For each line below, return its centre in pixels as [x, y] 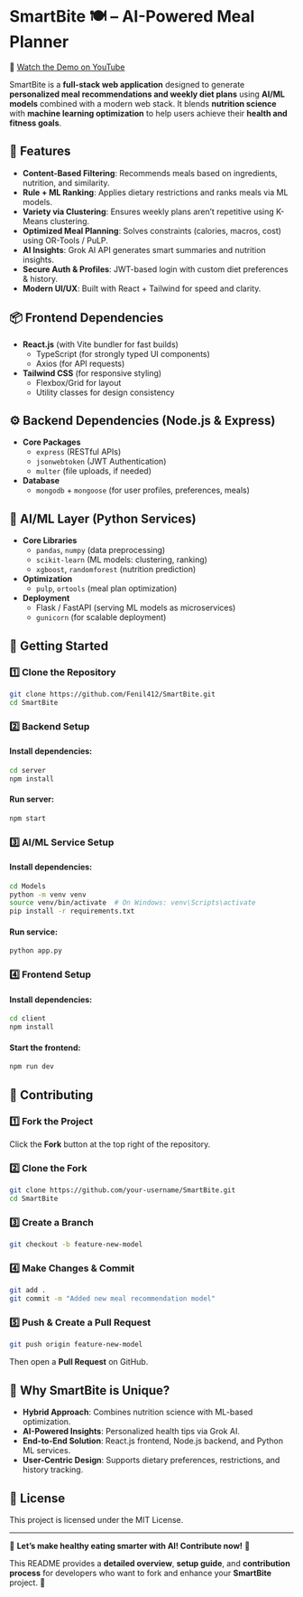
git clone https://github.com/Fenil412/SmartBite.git [113, 694]
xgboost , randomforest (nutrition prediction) [116, 569]
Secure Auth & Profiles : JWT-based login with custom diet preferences [155, 269]
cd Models [28, 886]
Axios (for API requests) [80, 363]
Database [41, 481]
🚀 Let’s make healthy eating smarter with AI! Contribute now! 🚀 [130, 1545]
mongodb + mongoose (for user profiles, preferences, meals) [143, 490]
